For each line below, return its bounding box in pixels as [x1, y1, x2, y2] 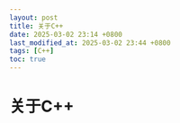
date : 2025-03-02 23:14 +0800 [9, 30, 123, 39]
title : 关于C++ [9, 22, 64, 31]
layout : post [9, 13, 58, 22]
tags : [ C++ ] [9, 47, 54, 56]
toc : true [9, 55, 47, 64]
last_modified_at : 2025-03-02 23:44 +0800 [9, 38, 171, 48]
